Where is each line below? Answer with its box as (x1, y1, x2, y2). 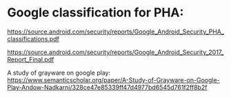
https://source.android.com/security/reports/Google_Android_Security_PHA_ (7, 27, 224, 36)
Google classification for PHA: (7, 5, 184, 21)
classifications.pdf (7, 34, 60, 42)
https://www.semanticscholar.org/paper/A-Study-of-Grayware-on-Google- (7, 75, 221, 84)
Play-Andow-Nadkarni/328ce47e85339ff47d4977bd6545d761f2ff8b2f (7, 83, 208, 91)
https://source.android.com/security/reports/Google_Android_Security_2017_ (7, 48, 224, 56)
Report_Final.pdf (7, 55, 54, 63)
